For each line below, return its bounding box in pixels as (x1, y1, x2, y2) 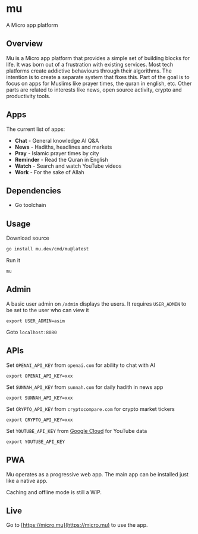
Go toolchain (14, 202, 46, 209)
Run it (6, 257, 21, 264)
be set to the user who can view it (6, 306, 89, 313)
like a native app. (6, 477, 48, 484)
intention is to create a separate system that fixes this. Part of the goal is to (6, 73, 190, 80)
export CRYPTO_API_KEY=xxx (6, 417, 73, 423)
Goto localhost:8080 (6, 328, 57, 335)
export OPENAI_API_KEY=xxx (6, 373, 73, 379)
